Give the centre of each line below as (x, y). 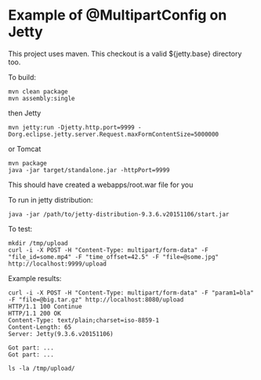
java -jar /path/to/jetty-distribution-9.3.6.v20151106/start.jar (119, 214)
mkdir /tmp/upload (38, 243)
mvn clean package (38, 91)
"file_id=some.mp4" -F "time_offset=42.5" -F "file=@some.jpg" (114, 257)
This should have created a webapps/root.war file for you (101, 185)
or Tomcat (25, 148)
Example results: (35, 278)
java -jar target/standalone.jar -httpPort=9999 (89, 170)
